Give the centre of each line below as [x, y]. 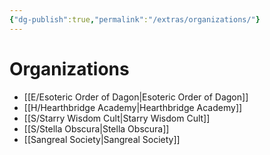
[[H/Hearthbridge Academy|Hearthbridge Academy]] [133, 107]
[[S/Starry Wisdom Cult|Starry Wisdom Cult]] [117, 118]
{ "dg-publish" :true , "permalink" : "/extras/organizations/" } [135, 19]
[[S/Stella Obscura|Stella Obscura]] [96, 128]
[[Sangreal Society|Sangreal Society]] [102, 139]
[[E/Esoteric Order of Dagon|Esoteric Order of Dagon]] [136, 97]
